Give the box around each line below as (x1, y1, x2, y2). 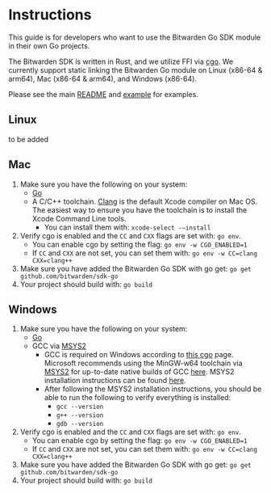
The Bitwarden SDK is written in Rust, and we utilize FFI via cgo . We (8, 57, 234, 66)
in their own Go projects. (8, 40, 90, 50)
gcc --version (56, 402, 104, 411)
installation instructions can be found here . (44, 376, 187, 386)
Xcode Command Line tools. (31, 213, 127, 223)
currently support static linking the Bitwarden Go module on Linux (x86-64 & (8, 65, 263, 74)
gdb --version (56, 420, 104, 428)
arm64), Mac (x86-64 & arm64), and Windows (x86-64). (8, 74, 198, 83)
